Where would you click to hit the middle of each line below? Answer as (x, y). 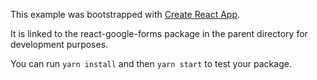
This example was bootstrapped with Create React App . (125, 14)
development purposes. (59, 44)
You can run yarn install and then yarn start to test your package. (151, 63)
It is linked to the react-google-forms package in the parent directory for (159, 33)
